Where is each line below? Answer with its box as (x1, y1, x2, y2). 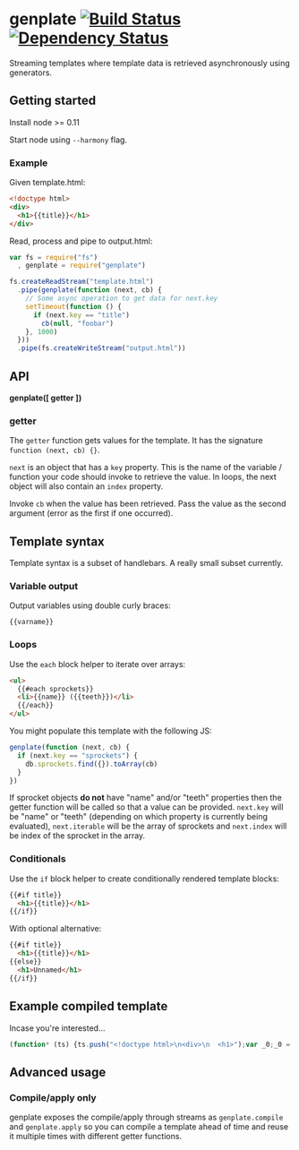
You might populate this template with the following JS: (9, 725, 212, 736)
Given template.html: (9, 177, 86, 188)
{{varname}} (9, 618, 54, 627)
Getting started (9, 93, 97, 108)
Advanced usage (9, 1064, 107, 1079)
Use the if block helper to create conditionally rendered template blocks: (9, 873, 279, 884)
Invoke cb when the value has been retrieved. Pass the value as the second (9, 498, 286, 510)
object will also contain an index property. (9, 481, 164, 492)
